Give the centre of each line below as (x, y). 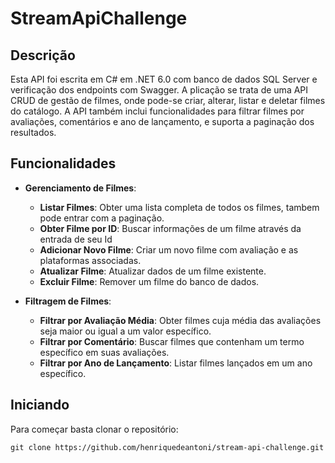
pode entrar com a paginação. (102, 218)
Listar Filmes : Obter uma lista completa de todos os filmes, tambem (179, 207)
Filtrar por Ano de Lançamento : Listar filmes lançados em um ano (176, 363)
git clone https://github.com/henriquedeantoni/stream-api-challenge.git (167, 447)
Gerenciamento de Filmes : (80, 188)
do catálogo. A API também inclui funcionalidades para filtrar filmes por (157, 111)
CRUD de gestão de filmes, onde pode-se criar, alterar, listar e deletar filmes (168, 100)
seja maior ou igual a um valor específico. (125, 331)
